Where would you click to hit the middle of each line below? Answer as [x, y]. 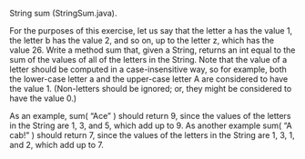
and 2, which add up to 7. [57, 145]
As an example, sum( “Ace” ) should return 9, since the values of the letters [150, 116]
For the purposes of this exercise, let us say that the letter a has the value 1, [151, 30]
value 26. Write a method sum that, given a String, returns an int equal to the [152, 50]
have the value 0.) [43, 98]
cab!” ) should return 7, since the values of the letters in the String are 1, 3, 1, [152, 135]
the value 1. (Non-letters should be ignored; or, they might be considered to [151, 89]
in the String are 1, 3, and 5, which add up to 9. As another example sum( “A [151, 125]
